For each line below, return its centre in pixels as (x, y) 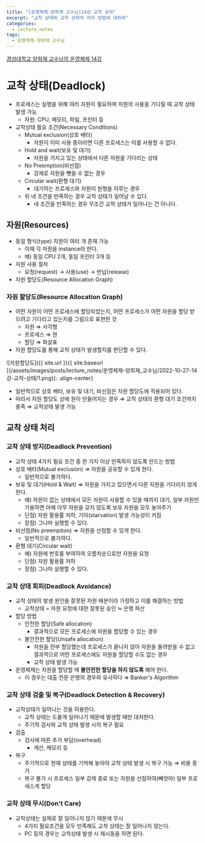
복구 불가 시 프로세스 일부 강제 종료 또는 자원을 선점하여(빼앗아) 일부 (105, 779)
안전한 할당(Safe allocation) (58, 624)
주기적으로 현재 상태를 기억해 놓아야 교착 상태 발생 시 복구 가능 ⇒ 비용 (107, 763)
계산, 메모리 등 (51, 748)
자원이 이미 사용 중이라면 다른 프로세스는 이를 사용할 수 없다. (105, 142)
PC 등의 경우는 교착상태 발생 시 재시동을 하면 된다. (84, 833)
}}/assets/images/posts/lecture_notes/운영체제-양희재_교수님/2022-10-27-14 (102, 371)
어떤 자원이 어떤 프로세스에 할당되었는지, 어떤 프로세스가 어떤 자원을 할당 (102, 311)
